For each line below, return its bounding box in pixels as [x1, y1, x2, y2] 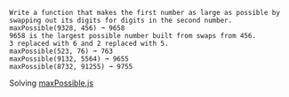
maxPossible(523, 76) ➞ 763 [9, 47, 114, 56]
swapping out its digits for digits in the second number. [9, 16, 233, 25]
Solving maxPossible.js [9, 78, 94, 88]
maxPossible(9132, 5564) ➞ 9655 [9, 55, 129, 63]
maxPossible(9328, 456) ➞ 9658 [9, 24, 125, 33]
